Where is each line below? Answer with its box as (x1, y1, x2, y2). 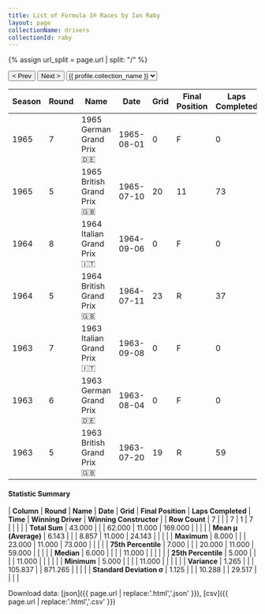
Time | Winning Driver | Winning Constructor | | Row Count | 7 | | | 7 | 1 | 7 (8, 515, 254, 524)
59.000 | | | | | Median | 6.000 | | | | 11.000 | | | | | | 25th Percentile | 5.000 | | (8, 549, 256, 558)
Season (12, 96, 42, 107)
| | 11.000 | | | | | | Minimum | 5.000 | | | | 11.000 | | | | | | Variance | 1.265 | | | (8, 556, 255, 566)
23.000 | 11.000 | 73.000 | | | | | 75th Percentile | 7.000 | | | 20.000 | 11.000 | (8, 540, 255, 549)
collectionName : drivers (8, 26, 90, 34)
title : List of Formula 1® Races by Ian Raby (8, 11, 160, 20)
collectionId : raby (8, 33, 73, 42)
